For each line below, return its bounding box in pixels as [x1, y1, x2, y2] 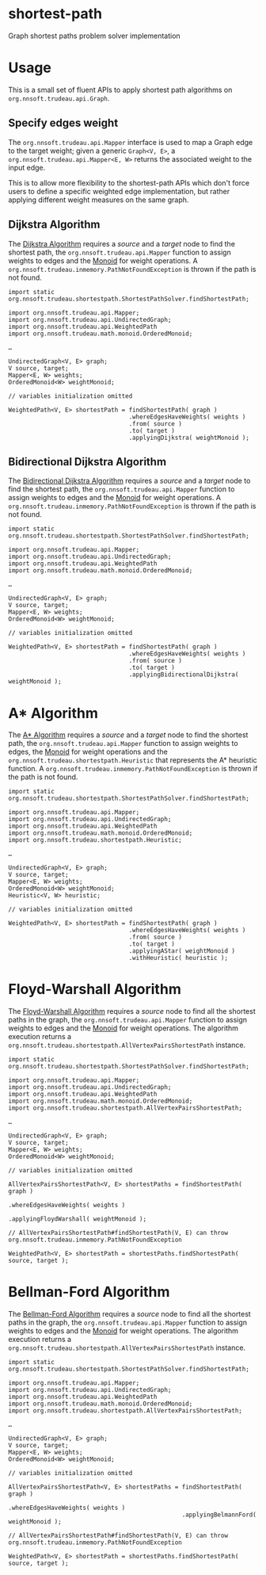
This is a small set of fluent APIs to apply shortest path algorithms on [8, 85, 233, 94]
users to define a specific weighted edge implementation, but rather [8, 186, 230, 196]
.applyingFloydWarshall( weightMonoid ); [8, 1215, 147, 1223]
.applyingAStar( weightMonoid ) [128, 947, 236, 955]
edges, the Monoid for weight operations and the [8, 747, 168, 757]
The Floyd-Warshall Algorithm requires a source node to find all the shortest [8, 1007, 256, 1016]
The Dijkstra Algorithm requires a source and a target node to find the [8, 239, 236, 248]
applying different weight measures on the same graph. [8, 195, 189, 205]
